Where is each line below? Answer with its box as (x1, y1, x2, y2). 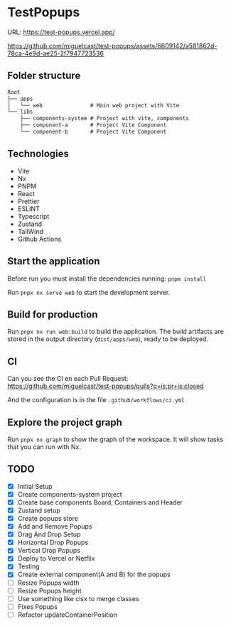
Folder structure (7, 70, 81, 82)
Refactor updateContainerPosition (17, 610, 117, 619)
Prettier (17, 197, 40, 205)
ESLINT (17, 204, 41, 213)
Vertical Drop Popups (17, 546, 80, 555)
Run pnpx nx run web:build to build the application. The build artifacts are (7, 328, 224, 336)
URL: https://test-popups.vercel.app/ (7, 28, 115, 36)
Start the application (7, 255, 100, 267)
